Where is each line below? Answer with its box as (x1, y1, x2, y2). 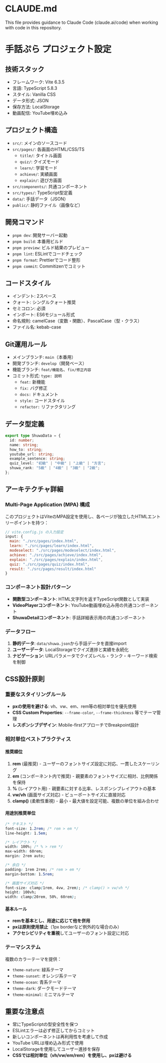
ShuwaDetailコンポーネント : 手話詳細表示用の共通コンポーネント (12, 614, 146, 620)
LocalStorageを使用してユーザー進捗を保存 (12, 1046, 101, 1052)
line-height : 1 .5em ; (5, 831, 48, 836)
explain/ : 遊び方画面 (19, 177, 62, 183)
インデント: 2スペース (12, 293, 56, 299)
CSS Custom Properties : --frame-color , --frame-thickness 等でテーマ (12, 709, 157, 715)
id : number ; (9, 438, 35, 443)
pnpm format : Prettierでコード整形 (12, 257, 81, 263)
